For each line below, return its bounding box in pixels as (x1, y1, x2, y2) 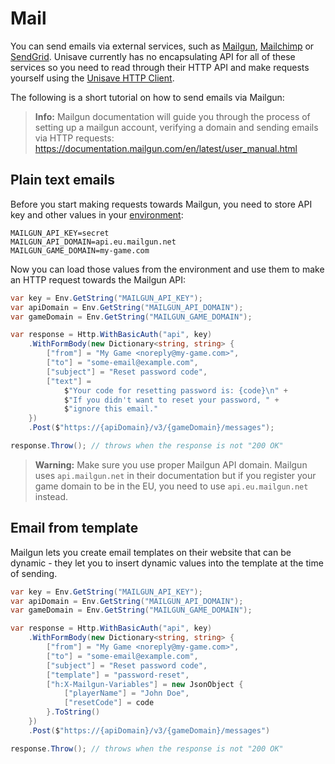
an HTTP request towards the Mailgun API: (10, 273, 187, 286)
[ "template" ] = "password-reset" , (46, 670, 190, 680)
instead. (34, 490, 69, 502)
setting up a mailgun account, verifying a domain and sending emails (34, 121, 319, 133)
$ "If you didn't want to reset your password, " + (63, 395, 280, 405)
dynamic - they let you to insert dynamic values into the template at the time (10, 557, 324, 569)
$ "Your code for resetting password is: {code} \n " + (63, 385, 288, 396)
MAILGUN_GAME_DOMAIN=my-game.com (10, 245, 150, 256)
